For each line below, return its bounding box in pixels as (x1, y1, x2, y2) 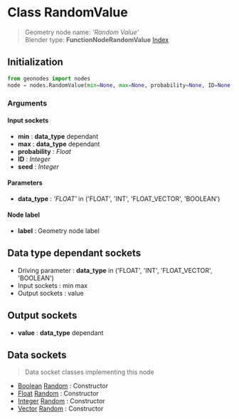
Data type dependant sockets (7, 247, 142, 259)
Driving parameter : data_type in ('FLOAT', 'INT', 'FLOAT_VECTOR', (17, 266, 213, 274)
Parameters (7, 179, 43, 187)
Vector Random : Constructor (17, 404, 104, 413)
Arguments (7, 98, 48, 108)
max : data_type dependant (17, 140, 100, 148)
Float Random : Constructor (17, 389, 100, 398)
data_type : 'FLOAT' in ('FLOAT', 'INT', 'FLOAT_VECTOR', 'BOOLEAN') (17, 194, 221, 203)
